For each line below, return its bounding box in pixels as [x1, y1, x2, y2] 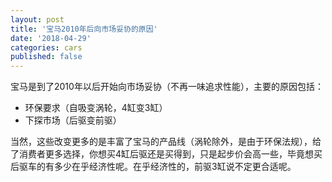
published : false [10, 52, 83, 62]
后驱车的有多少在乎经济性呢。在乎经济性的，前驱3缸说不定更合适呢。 [10, 161, 297, 173]
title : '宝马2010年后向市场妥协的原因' [10, 24, 158, 34]
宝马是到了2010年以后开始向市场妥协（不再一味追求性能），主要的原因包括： [10, 81, 324, 93]
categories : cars [10, 42, 83, 53]
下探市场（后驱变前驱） [24, 114, 122, 126]
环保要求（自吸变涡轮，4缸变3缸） [24, 102, 168, 114]
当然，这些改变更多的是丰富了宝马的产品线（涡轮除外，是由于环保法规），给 [10, 136, 322, 148]
